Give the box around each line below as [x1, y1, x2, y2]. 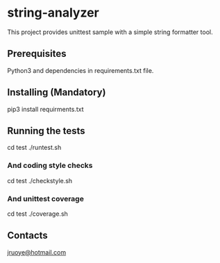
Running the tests [7, 125, 85, 137]
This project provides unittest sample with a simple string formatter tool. [7, 28, 213, 36]
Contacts [7, 230, 49, 241]
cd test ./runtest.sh [7, 144, 62, 152]
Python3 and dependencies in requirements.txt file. [7, 66, 154, 74]
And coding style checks [7, 161, 93, 171]
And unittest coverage [7, 194, 85, 203]
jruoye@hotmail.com [7, 248, 67, 256]
